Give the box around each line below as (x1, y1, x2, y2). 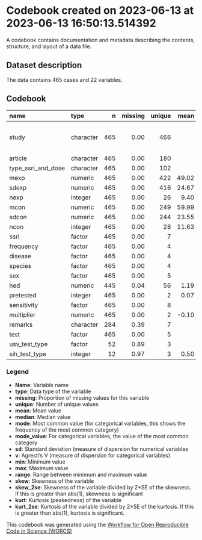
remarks (9, 320, 33, 329)
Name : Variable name (14, 381, 69, 388)
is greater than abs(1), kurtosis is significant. (14, 509, 125, 517)
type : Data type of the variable (14, 388, 91, 395)
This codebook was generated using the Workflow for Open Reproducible (6, 521, 189, 528)
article (9, 154, 27, 163)
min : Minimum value (14, 458, 66, 465)
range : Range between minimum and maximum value (14, 471, 147, 478)
